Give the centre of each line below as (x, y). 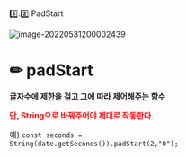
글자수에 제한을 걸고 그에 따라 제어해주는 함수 (88, 96)
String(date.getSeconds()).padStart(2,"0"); (94, 144)
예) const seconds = (46, 135)
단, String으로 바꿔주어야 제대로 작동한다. (82, 115)
